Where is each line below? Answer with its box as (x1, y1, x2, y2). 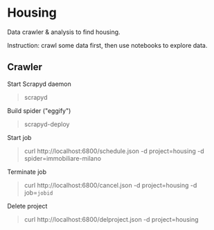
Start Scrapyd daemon (7, 80, 71, 88)
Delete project (7, 202, 48, 210)
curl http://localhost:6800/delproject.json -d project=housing (24, 215, 199, 223)
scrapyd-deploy (24, 120, 70, 128)
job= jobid (24, 188, 53, 197)
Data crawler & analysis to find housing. (7, 28, 121, 36)
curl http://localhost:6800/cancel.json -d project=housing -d (24, 181, 197, 189)
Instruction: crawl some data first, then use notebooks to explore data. (7, 41, 208, 49)
